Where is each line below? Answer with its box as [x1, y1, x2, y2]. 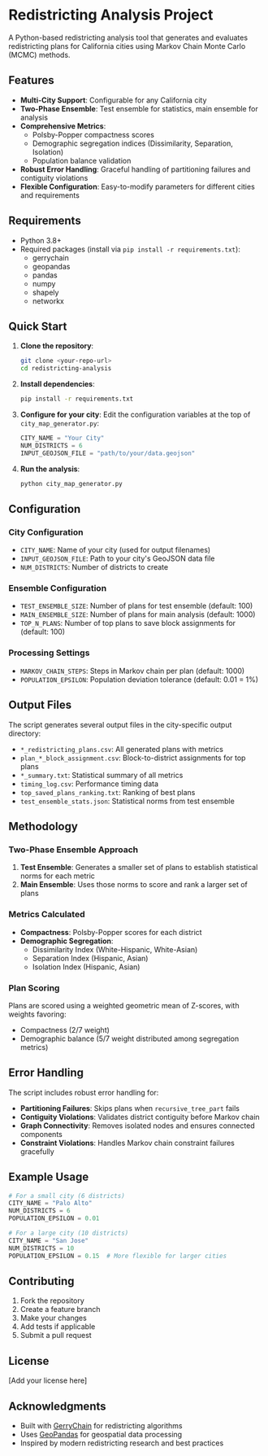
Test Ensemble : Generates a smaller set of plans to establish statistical [19, 863, 258, 872]
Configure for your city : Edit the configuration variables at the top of [19, 409, 251, 419]
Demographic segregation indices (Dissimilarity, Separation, [32, 138, 233, 148]
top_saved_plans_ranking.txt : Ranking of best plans [19, 787, 196, 797]
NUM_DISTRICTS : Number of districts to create [19, 562, 169, 572]
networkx [32, 295, 65, 306]
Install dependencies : [19, 379, 95, 389]
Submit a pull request [19, 1331, 92, 1340]
